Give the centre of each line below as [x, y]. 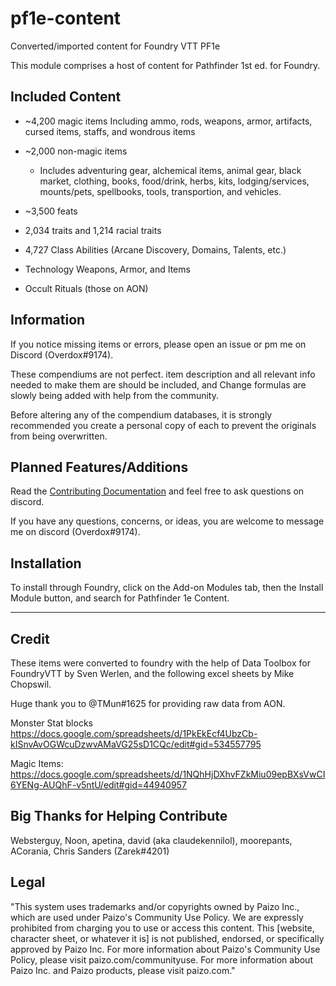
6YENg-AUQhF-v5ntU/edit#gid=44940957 [98, 785]
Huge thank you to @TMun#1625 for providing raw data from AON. [148, 703]
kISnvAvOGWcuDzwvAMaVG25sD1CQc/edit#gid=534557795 [136, 744]
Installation [46, 563]
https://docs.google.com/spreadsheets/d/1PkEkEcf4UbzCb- [134, 733]
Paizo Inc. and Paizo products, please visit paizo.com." [123, 970]
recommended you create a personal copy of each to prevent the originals [163, 425]
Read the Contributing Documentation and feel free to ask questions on [157, 491]
